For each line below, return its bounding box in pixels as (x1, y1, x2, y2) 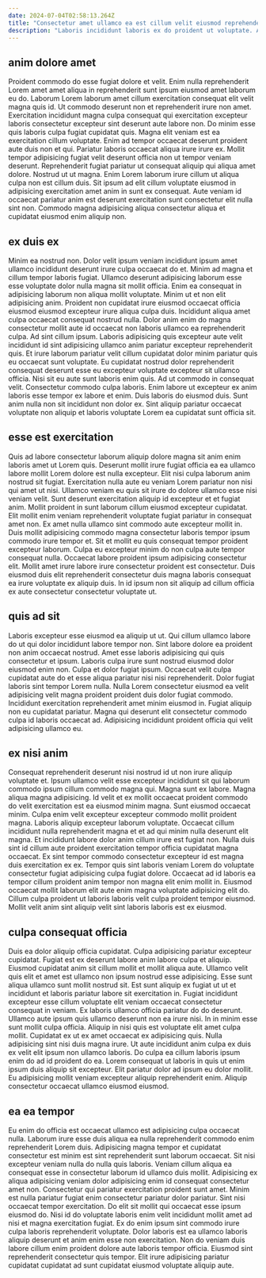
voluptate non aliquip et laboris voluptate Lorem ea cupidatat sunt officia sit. (8, 408, 256, 417)
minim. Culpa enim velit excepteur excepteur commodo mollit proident (8, 810, 237, 819)
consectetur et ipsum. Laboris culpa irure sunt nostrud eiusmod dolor (8, 656, 235, 665)
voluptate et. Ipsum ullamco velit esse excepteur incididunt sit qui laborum (8, 776, 250, 786)
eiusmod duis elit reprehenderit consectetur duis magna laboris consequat (8, 569, 252, 579)
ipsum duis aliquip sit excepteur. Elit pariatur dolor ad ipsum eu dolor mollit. (8, 1064, 253, 1074)
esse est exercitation (8, 430, 114, 445)
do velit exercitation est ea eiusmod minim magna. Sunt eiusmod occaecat (8, 801, 251, 810)
